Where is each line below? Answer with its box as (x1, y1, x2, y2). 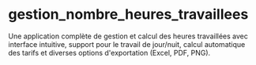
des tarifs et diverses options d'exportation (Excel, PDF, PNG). (8, 48, 211, 57)
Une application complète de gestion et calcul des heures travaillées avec (8, 31, 249, 41)
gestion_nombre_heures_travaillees (8, 5, 249, 23)
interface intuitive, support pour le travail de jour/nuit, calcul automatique (8, 39, 246, 49)
